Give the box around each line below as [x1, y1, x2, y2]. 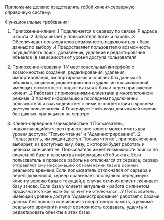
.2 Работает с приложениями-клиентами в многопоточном [28, 90, 153, 96]
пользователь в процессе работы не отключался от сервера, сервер [12, 157, 158, 163]
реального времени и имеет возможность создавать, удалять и [12, 204, 147, 210]
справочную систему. [5, 9, 52, 15]
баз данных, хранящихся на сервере [12, 111, 90, 117]
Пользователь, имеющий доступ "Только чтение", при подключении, [12, 136, 158, 142]
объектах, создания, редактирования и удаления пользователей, [12, 80, 150, 85]
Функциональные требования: [5, 19, 69, 25]
